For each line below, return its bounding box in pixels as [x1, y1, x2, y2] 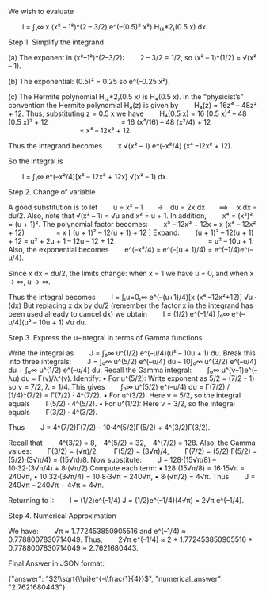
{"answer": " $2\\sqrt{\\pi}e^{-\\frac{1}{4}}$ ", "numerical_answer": [8, 574, 223, 583]
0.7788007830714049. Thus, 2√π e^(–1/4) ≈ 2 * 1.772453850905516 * [8, 535, 253, 544]
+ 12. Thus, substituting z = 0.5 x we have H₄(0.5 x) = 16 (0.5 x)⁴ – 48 [8, 109, 247, 118]
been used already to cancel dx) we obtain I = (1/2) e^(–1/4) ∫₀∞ [8, 309, 230, 318]
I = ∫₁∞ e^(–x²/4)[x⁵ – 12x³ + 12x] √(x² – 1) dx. [22, 172, 169, 181]
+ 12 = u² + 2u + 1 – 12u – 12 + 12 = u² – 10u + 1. [8, 236, 254, 245]
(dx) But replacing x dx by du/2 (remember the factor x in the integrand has [8, 301, 253, 310]
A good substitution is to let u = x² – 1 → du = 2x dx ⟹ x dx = [8, 202, 258, 212]
